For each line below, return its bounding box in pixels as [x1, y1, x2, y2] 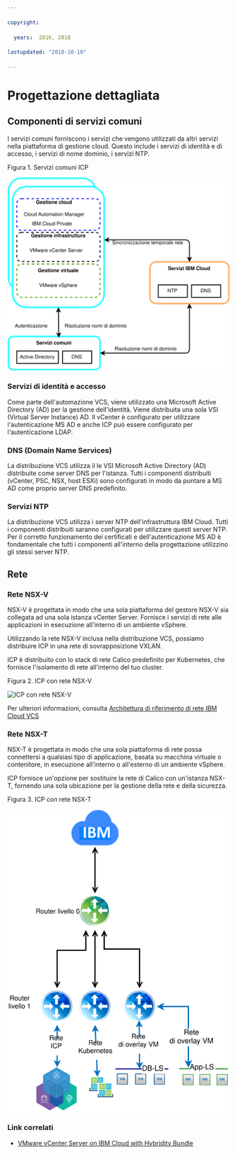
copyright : [7, 18, 39, 26]
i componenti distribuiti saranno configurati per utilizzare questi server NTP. [7, 525, 228, 534]
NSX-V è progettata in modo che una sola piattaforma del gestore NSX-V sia [7, 605, 229, 614]
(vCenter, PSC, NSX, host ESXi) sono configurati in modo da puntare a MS [7, 477, 222, 485]
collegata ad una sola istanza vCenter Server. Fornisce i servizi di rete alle [7, 613, 222, 622]
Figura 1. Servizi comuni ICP [7, 163, 89, 171]
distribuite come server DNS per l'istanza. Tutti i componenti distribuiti [7, 469, 212, 477]
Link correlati [7, 1123, 54, 1133]
